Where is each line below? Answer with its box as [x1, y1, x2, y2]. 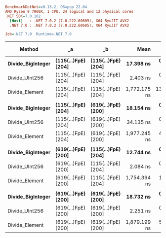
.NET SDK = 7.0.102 [5, 13, 41, 19]
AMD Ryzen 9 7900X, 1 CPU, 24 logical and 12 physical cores [5, 9, 134, 14]
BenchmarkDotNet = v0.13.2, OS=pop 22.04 [5, 4, 87, 9]
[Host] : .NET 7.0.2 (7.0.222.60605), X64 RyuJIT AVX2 [9, 18, 129, 23]
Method [19, 46, 39, 53]
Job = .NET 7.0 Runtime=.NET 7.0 [5, 32, 72, 37]
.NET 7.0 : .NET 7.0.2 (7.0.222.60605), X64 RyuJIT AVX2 [9, 23, 129, 28]
